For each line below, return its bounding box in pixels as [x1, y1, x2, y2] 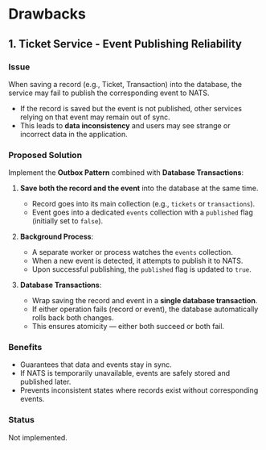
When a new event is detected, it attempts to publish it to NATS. [31, 256, 243, 266]
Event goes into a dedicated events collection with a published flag [31, 207, 253, 218]
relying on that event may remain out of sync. [19, 112, 170, 122]
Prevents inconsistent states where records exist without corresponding [19, 385, 259, 395]
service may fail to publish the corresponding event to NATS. [8, 88, 210, 98]
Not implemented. [8, 432, 68, 442]
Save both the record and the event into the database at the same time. [19, 183, 259, 194]
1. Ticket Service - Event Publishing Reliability [8, 37, 243, 51]
